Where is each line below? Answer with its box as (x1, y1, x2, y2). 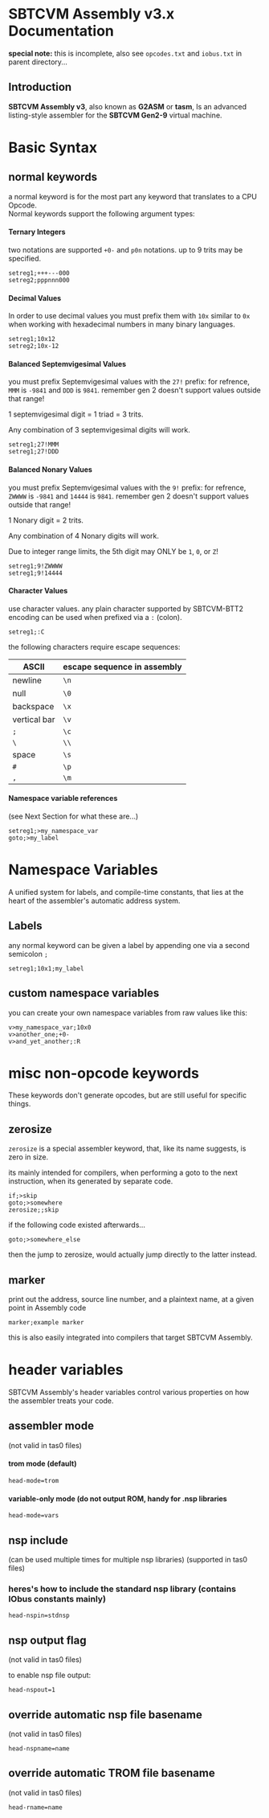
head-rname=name (8, 1803, 63, 1812)
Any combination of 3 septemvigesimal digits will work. (8, 425, 191, 435)
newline (12, 675, 43, 686)
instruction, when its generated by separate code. (8, 1176, 173, 1186)
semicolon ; (8, 949, 48, 958)
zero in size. (8, 1152, 49, 1162)
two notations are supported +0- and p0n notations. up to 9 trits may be (8, 244, 243, 254)
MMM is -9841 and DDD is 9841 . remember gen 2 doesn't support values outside (8, 385, 261, 395)
